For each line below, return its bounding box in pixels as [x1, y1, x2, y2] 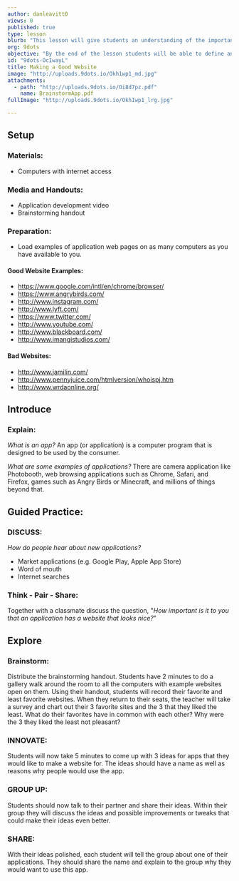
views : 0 [7, 17, 33, 24]
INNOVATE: [7, 735, 48, 745]
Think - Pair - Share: [7, 590, 78, 600]
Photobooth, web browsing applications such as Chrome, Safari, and [7, 470, 208, 479]
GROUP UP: [7, 785, 48, 795]
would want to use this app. [7, 865, 89, 874]
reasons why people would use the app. [7, 767, 124, 775]
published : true [7, 24, 55, 31]
